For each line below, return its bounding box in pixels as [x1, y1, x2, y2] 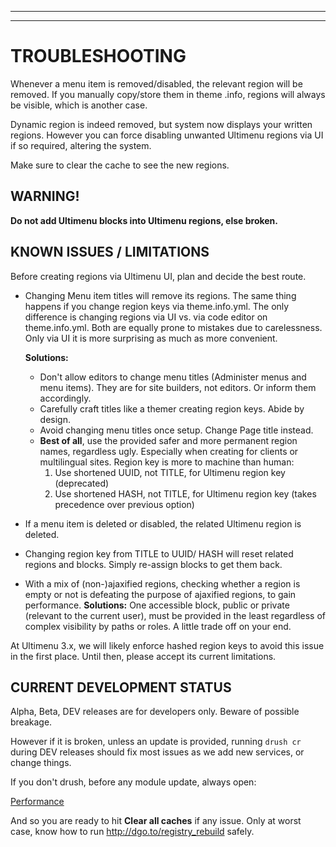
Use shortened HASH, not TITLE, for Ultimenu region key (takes [54, 487, 317, 500]
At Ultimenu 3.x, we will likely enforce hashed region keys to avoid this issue [10, 639, 325, 651]
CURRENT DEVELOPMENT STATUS [10, 679, 232, 696]
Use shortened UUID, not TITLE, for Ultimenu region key [54, 466, 286, 478]
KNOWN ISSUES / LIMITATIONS [10, 244, 210, 261]
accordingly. [39, 392, 92, 404]
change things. [10, 757, 72, 769]
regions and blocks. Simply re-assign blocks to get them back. [24, 558, 283, 570]
